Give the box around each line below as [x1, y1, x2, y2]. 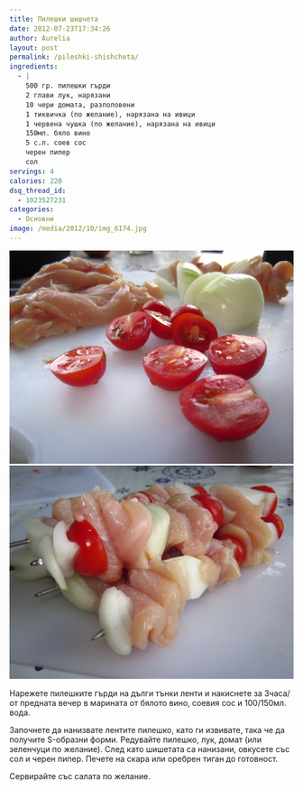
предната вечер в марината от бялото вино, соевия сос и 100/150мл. [19, 697, 287, 708]
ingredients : [9, 62, 59, 71]
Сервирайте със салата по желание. [9, 770, 151, 781]
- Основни [17, 215, 54, 224]
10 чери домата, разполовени [25, 100, 135, 109]
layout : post [9, 43, 59, 52]
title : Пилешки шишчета [9, 14, 99, 23]
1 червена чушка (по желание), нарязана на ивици [25, 119, 216, 128]
